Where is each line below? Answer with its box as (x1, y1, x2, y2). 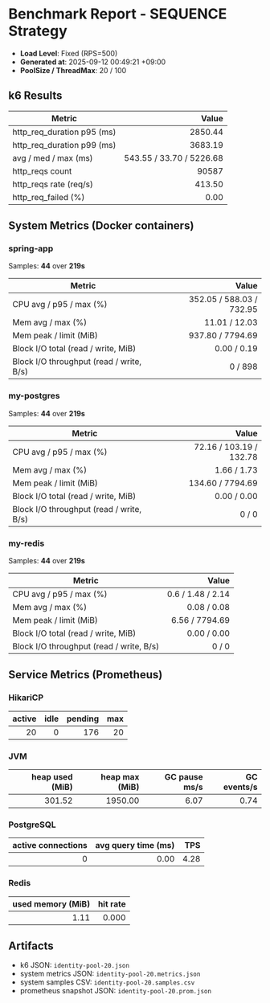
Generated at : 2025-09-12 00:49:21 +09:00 (19, 57, 166, 67)
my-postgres (8, 391, 60, 402)
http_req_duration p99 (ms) (12, 139, 117, 150)
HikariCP (8, 692, 44, 703)
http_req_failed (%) (12, 191, 85, 203)
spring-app (8, 243, 54, 254)
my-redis (8, 538, 45, 549)
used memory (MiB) (12, 898, 91, 909)
